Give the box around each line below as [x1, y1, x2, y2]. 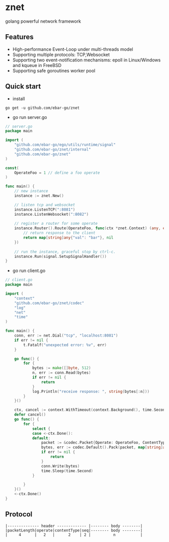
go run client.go [12, 267, 46, 274]
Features [5, 33, 34, 41]
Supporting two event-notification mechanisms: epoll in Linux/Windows [12, 57, 161, 63]
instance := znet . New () [14, 193, 64, 198]
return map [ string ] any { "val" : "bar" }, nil [23, 235, 114, 240]
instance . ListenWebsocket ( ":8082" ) [14, 212, 89, 217]
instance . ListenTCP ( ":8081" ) [14, 207, 75, 212]
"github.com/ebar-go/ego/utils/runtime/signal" [14, 143, 116, 148]
